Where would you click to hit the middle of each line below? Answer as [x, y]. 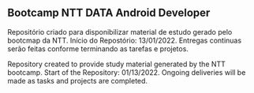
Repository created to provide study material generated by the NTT [117, 64]
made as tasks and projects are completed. [77, 80]
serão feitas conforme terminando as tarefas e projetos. [98, 48]
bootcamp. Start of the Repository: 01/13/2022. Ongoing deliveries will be [127, 72]
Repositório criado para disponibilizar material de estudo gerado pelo [120, 32]
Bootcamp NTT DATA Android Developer [109, 13]
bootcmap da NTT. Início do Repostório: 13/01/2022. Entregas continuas [125, 40]
